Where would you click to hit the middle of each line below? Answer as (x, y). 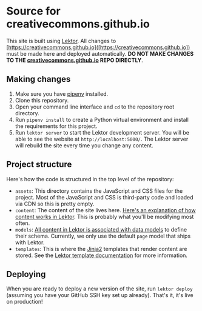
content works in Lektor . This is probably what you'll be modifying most (104, 216)
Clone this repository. (42, 100)
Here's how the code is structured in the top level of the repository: (90, 179)
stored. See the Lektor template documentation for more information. (101, 255)
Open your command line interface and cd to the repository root (95, 107)
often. (22, 223)
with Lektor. (30, 242)
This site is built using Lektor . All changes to (61, 41)
